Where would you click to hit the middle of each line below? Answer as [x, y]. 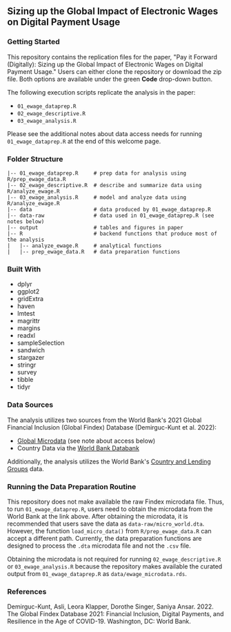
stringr [27, 365]
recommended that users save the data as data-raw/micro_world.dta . [106, 524]
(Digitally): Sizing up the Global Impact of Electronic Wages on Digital [105, 64]
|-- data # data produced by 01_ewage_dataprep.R [109, 209]
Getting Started [33, 42]
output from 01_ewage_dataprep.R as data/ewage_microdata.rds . [97, 573]
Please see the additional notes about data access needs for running [104, 133]
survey [27, 372]
